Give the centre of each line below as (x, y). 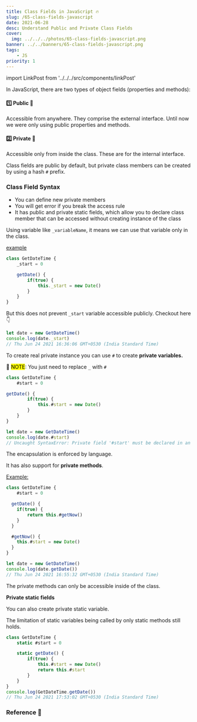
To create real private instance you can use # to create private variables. (95, 355)
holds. (14, 626)
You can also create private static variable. (58, 609)
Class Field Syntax (33, 187)
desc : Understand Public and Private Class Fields (69, 28)
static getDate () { (41, 654)
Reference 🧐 (24, 713)
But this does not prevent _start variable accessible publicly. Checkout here (98, 313)
